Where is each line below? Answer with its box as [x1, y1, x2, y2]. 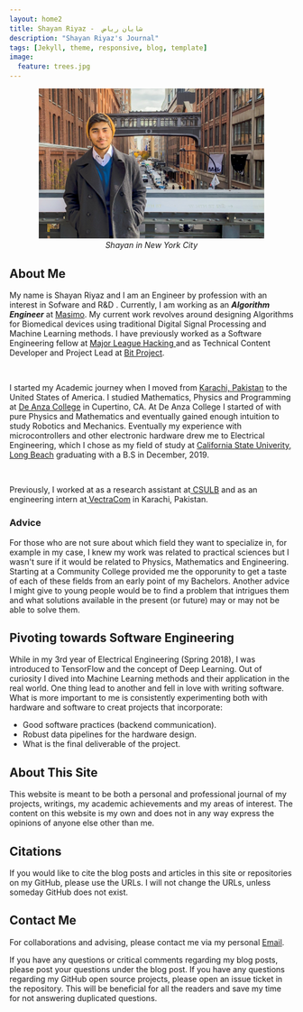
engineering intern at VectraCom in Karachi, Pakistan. [9, 494, 209, 505]
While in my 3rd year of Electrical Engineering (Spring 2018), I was [9, 654, 256, 665]
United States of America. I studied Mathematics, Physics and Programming [9, 392, 291, 403]
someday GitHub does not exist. [9, 887, 129, 897]
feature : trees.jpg [17, 62, 91, 71]
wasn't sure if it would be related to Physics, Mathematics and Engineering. [9, 556, 289, 567]
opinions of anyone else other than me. [9, 817, 155, 829]
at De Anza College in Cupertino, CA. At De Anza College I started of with [9, 401, 282, 412]
